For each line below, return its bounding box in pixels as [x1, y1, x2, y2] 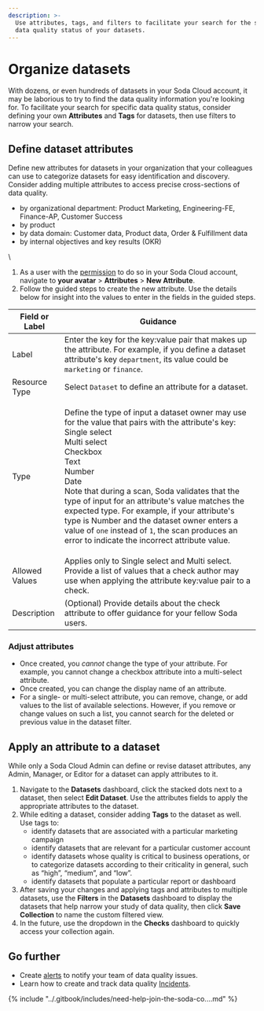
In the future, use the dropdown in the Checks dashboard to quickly [19, 918, 240, 928]
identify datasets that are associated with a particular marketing [31, 827, 238, 836]
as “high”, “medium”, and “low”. [31, 869, 133, 878]
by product [19, 220, 56, 230]
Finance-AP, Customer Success [19, 212, 123, 221]
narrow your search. [8, 120, 74, 129]
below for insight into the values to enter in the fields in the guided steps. [19, 293, 256, 302]
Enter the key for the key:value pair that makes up [64, 334, 247, 345]
